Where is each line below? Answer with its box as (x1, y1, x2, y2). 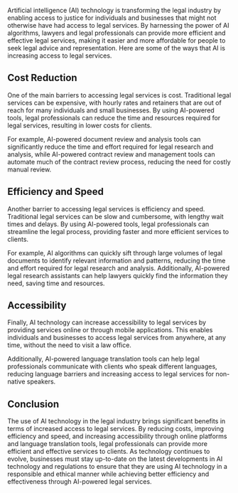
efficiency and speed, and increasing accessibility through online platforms (7, 432, 227, 440)
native (7, 377, 26, 386)
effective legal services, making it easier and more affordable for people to (7, 36, 226, 45)
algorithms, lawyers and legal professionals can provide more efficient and (7, 28, 226, 37)
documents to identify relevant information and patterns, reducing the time (7, 256, 226, 265)
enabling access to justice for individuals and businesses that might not (7, 14, 217, 22)
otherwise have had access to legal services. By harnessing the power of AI (7, 21, 229, 29)
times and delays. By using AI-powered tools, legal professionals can (7, 220, 210, 228)
